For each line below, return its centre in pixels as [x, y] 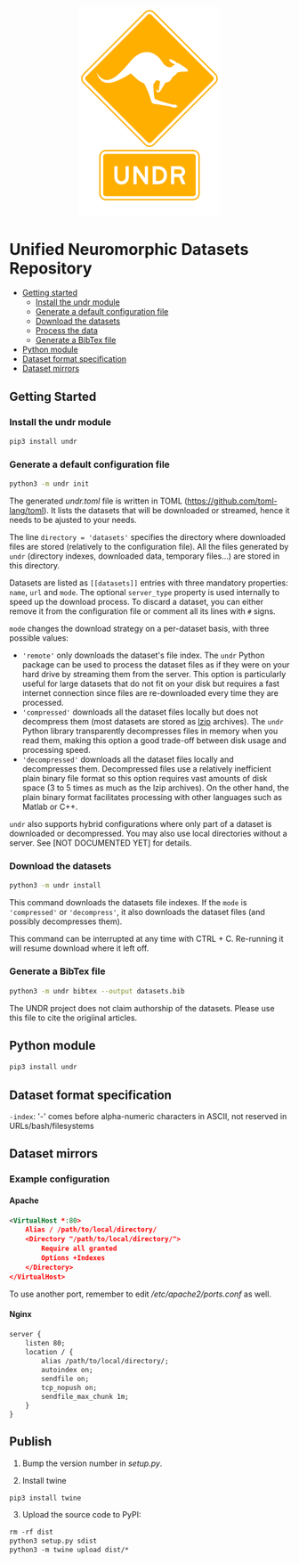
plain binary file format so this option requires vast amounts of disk [145, 779]
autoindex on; [67, 1370]
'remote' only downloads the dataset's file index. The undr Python [143, 655]
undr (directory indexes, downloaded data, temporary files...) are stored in [145, 556]
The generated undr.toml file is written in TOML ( [98, 501]
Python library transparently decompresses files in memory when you [150, 731]
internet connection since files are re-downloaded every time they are [150, 693]
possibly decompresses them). [66, 921]
